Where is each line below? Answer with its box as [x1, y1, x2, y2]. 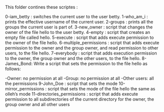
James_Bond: [5, 61, 33, 66]
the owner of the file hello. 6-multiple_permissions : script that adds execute [5, 40, 160, 46]
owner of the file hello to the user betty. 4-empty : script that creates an [5, 29, 151, 35]
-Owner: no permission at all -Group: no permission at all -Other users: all [5, 76, 154, 81]
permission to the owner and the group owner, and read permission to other [5, 45, 159, 51]
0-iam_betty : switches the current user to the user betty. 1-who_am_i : [5, 14, 148, 19]
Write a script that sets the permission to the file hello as [33, 61, 148, 66]
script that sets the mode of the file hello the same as [47, 86, 156, 91]
